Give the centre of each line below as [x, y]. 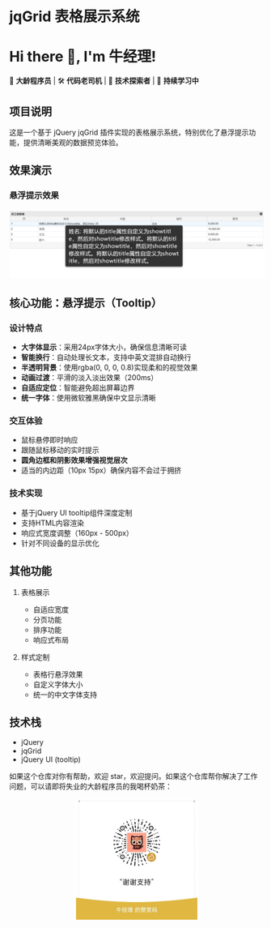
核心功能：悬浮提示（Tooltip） [86, 303]
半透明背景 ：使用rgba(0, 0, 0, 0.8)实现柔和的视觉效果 [109, 368]
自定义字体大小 [58, 684]
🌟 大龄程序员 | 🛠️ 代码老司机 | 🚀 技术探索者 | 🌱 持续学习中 [104, 81]
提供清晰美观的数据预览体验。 [73, 142]
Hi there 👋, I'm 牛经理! [83, 57]
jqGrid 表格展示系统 [74, 17]
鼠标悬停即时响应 [49, 440]
